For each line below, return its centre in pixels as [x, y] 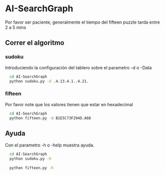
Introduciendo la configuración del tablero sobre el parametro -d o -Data [79, 67]
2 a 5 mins [15, 27]
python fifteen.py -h [32, 168]
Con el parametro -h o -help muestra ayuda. [50, 145]
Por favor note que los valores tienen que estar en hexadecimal [69, 104]
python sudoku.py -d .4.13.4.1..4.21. [49, 81]
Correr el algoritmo [35, 43]
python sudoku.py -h [30, 159]
